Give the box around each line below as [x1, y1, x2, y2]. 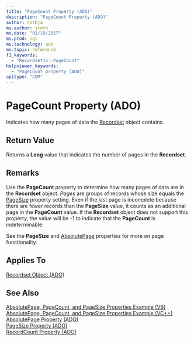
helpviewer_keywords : [6, 63, 59, 69]
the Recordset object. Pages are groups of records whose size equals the [6, 190, 184, 197]
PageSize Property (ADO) [6, 322, 68, 329]
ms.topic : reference [6, 47, 57, 53]
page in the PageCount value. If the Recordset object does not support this [6, 209, 188, 216]
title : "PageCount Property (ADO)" [6, 8, 93, 15]
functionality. [6, 238, 38, 245]
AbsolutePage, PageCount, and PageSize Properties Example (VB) [6, 304, 166, 311]
